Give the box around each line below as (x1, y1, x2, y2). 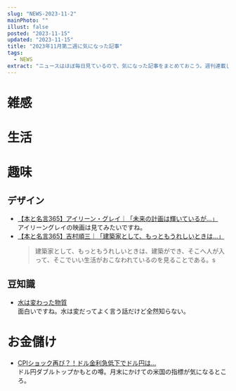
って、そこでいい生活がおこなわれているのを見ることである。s (34, 256, 216, 264)
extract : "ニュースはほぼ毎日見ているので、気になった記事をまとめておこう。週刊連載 (7, 62, 226, 69)
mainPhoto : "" (7, 17, 49, 24)
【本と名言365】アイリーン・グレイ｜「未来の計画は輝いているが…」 (17, 215, 218, 223)
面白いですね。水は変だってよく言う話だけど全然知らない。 (17, 307, 190, 315)
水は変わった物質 (17, 298, 67, 306)
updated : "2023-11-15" (7, 37, 74, 44)
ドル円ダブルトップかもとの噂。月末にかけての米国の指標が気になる (17, 367, 215, 376)
